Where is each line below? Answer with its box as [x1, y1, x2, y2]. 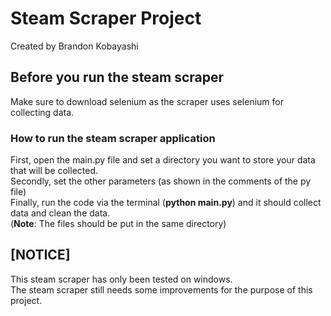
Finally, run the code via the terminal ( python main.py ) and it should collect [10, 197, 322, 209]
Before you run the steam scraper [10, 69, 225, 86]
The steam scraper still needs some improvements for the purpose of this [10, 283, 313, 296]
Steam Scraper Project [10, 7, 202, 30]
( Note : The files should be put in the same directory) [10, 218, 227, 230]
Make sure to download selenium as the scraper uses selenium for [10, 95, 284, 107]
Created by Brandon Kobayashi [10, 40, 139, 52]
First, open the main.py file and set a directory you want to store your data [10, 154, 316, 166]
